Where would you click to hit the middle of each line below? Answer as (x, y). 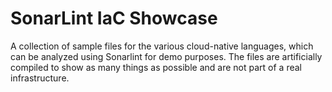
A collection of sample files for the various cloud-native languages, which (162, 46)
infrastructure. (40, 78)
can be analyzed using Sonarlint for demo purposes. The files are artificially (166, 56)
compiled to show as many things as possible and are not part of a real (156, 67)
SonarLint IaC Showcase (114, 18)
